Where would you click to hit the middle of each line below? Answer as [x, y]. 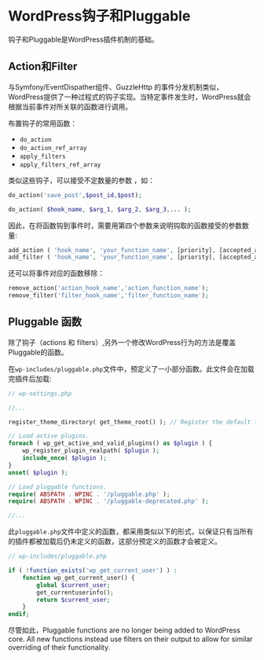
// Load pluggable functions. [58, 487]
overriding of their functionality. [59, 647]
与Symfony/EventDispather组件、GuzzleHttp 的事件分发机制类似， [116, 86]
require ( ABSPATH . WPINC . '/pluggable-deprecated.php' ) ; [109, 501]
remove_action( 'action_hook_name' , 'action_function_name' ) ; [109, 288]
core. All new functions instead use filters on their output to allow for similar [130, 639]
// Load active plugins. [49, 436]
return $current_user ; [73, 599]
